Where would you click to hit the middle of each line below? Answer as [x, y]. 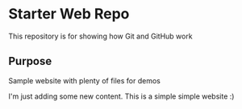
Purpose [30, 61]
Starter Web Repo [69, 14]
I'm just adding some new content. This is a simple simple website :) [121, 96]
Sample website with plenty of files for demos [85, 80]
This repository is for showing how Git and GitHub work [100, 36]
